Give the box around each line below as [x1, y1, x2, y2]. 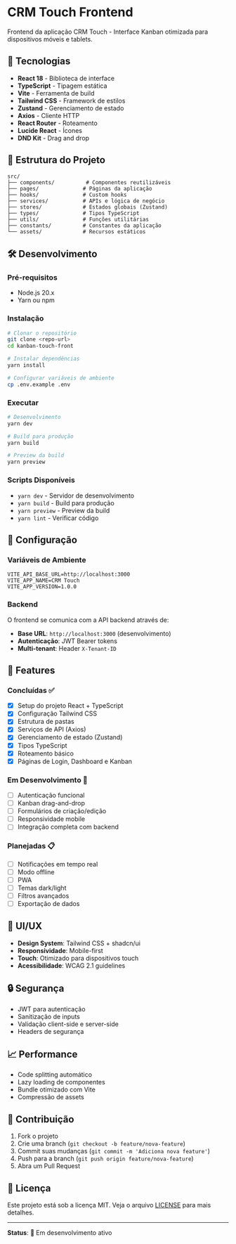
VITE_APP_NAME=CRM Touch [7, 577, 80, 584]
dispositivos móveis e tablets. [7, 34, 93, 43]
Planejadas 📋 [7, 841, 55, 851]
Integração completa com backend [17, 823, 119, 831]
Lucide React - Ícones [17, 126, 83, 134]
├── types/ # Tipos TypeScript [7, 209, 140, 216]
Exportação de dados [17, 899, 80, 907]
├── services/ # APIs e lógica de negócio [7, 197, 165, 205]
